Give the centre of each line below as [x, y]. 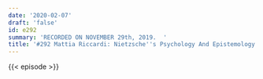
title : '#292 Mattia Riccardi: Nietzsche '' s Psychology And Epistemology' [133, 45]
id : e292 [22, 30]
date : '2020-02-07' [40, 15]
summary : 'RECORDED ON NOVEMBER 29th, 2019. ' [88, 37]
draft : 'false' [33, 23]
